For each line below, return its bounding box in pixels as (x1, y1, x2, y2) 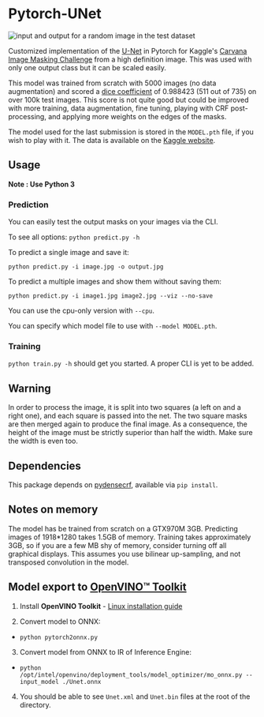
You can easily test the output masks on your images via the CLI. (8, 217, 218, 227)
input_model (19, 678, 59, 685)
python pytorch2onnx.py (19, 633, 99, 641)
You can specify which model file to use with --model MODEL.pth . (8, 321, 218, 331)
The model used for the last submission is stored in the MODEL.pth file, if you (8, 127, 255, 137)
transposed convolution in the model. (8, 557, 129, 567)
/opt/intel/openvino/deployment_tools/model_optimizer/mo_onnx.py (19, 670, 243, 679)
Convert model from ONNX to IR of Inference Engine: (19, 647, 191, 656)
